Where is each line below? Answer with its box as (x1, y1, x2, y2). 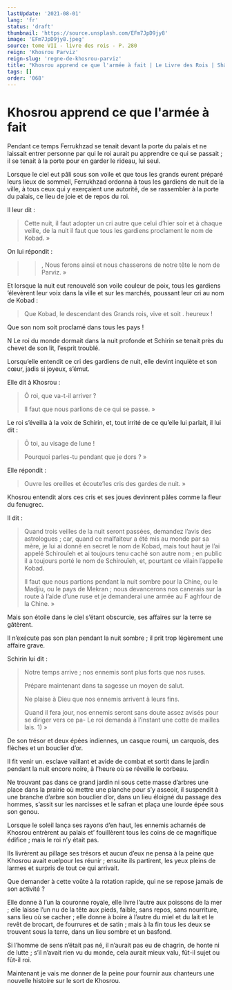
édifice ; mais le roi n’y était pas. (7, 836, 99, 844)
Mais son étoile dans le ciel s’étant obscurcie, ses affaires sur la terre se (7, 613, 212, 621)
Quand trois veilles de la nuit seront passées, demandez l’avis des (23, 528, 212, 536)
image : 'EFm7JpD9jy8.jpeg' (7, 36, 85, 43)
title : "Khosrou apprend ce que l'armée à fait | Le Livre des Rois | (7, 62, 215, 69)
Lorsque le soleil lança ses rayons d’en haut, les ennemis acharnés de (7, 821, 206, 829)
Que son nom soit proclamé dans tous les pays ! (7, 323, 144, 331)
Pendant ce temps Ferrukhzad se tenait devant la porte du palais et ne (7, 142, 207, 150)
